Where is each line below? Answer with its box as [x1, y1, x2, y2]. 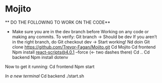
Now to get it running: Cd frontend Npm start [5, 64, 95, 69]
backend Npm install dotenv [12, 54, 68, 60]
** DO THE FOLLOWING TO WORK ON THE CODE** [5, 19, 111, 25]
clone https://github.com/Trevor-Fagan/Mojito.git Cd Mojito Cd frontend [12, 44, 156, 50]
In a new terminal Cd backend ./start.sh [5, 73, 84, 79]
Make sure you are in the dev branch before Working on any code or [12, 28, 149, 34]
